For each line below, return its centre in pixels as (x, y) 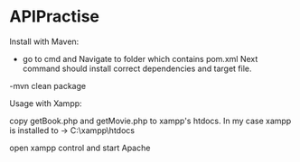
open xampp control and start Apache (80, 148)
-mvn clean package (48, 85)
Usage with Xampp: (46, 103)
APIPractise (55, 17)
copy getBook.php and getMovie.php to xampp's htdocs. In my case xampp (150, 121)
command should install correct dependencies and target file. (137, 68)
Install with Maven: (44, 41)
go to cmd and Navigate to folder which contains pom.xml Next (140, 58)
